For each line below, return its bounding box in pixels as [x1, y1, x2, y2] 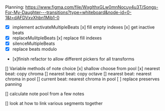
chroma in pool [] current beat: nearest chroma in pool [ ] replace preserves [5, 76, 160, 82]
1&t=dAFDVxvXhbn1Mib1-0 [5, 15, 59, 20]
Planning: [5, 4, 25, 10]
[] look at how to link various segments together [5, 101, 103, 107]
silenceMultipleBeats [12, 40, 55, 46]
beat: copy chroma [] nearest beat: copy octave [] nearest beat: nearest [5, 71, 152, 77]
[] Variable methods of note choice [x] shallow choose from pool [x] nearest [5, 66, 160, 72]
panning [5, 81, 22, 87]
